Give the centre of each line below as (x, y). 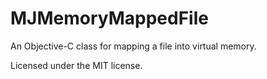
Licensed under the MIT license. (76, 65)
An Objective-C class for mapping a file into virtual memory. (133, 46)
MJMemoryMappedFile (109, 18)
